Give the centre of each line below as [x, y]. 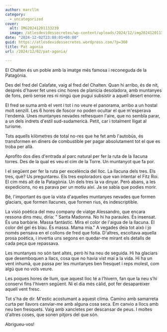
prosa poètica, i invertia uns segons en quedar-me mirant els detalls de [78, 238]
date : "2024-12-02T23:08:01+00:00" [42, 38]
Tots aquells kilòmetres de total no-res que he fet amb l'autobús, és [74, 136]
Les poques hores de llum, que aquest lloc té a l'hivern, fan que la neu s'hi [81, 278]
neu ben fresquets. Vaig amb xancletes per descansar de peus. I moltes [79, 309]
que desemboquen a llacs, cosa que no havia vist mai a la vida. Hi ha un [79, 258]
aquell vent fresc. [23, 289]
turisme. [14, 126]
